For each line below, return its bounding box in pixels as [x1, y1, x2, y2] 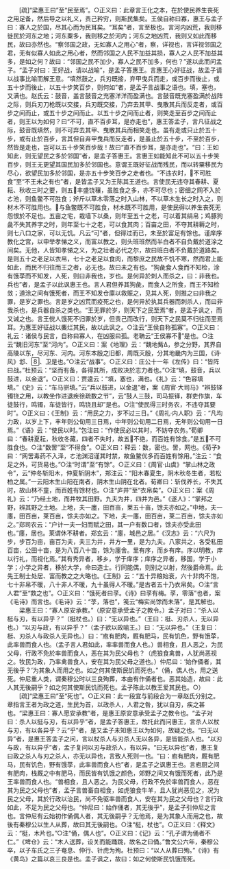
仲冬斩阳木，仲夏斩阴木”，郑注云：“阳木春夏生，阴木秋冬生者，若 [30, 469, 216, 477]
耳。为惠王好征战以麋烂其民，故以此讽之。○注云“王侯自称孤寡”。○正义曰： [7, 323, 221, 331]
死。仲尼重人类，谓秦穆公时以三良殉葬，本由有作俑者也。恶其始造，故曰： [7, 675, 217, 682]
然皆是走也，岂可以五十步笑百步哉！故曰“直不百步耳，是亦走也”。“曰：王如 [7, 143, 219, 151]
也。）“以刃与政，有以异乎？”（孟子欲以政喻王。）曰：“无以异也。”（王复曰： [7, 623, 219, 631]
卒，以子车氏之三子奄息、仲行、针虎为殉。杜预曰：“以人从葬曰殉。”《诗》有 [7, 846, 220, 854]
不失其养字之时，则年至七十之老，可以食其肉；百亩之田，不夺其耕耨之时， [12, 220, 223, 228]
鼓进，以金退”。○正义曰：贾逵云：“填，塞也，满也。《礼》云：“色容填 [7, 374, 204, 383]
